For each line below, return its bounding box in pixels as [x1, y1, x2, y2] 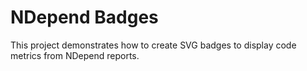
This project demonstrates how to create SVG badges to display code [10, 39, 297, 51]
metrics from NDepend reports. [10, 49, 140, 61]
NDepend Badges [10, 6, 159, 29]
